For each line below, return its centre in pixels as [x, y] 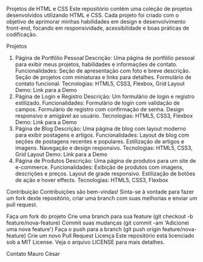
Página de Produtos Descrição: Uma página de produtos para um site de [105, 161]
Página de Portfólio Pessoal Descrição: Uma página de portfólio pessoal [105, 58]
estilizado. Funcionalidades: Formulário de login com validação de [97, 103]
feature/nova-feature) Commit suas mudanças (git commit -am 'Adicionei [98, 223]
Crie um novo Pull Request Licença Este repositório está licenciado [111, 236]
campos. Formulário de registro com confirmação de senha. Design [99, 109]
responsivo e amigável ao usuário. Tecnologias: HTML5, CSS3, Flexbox [104, 116]
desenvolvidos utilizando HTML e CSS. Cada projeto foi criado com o [93, 15]
